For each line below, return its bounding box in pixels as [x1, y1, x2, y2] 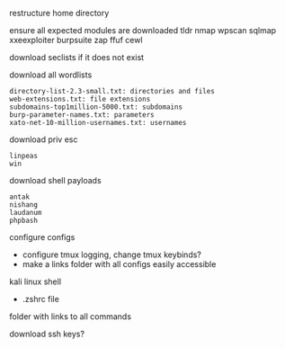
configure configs [9, 232, 76, 242]
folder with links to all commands [9, 311, 132, 322]
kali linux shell [9, 276, 61, 287]
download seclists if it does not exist [9, 52, 145, 62]
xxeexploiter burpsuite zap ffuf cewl [9, 35, 143, 45]
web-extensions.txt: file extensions [9, 94, 151, 103]
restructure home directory [9, 8, 110, 18]
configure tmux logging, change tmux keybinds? [22, 249, 202, 260]
